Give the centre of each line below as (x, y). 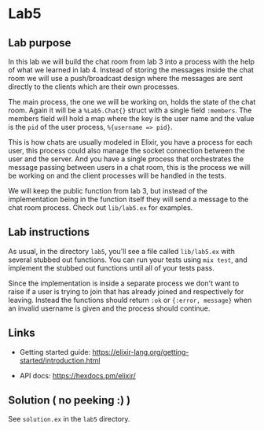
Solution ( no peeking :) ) (70, 401)
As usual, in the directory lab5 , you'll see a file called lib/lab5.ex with (122, 251)
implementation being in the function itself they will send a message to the (128, 199)
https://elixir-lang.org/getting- (141, 352)
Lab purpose (40, 43)
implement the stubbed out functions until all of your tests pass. (111, 267)
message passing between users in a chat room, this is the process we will (129, 167)
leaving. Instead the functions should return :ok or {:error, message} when (130, 300)
